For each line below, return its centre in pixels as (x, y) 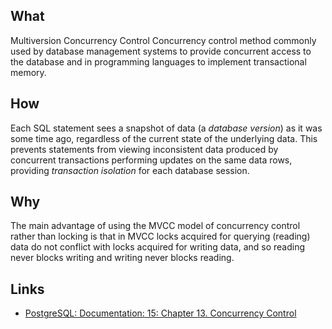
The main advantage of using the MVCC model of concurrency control (155, 226)
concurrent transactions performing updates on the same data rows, (151, 160)
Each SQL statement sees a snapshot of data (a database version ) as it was (166, 128)
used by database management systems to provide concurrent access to (161, 51)
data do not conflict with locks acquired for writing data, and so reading (158, 247)
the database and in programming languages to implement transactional (158, 61)
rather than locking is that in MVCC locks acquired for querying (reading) (160, 236)
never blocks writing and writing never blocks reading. (122, 258)
